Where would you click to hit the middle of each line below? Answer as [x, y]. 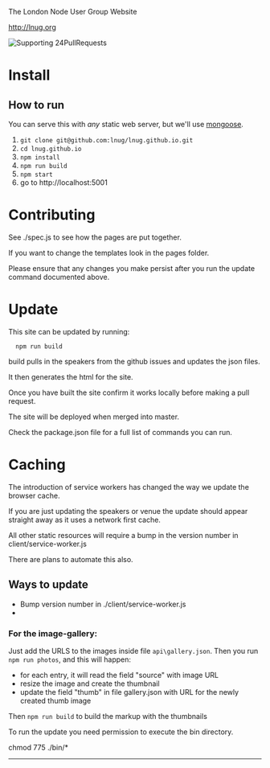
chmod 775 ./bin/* [39, 747]
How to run [37, 105]
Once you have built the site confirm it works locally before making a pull [129, 392]
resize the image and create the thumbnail [90, 684]
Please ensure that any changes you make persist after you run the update [132, 268]
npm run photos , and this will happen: [70, 659]
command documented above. [59, 277]
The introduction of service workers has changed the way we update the [129, 487]
